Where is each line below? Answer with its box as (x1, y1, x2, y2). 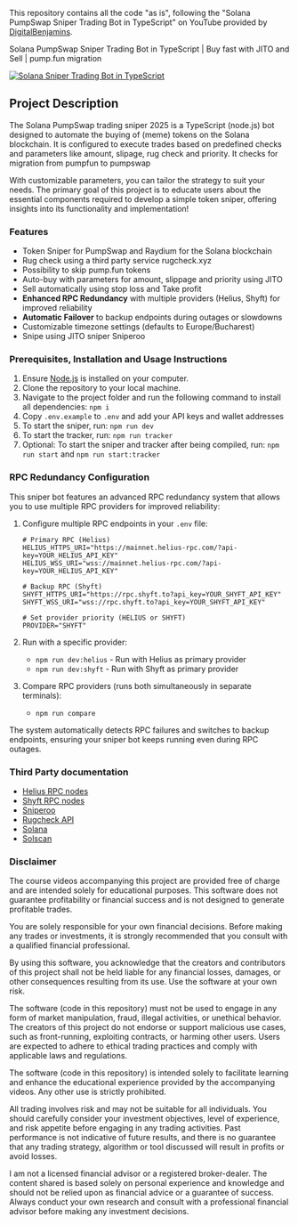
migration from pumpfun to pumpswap (9, 158, 151, 168)
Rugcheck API (21, 815, 75, 824)
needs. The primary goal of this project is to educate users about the (9, 184, 262, 195)
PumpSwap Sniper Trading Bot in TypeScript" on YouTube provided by (9, 17, 268, 28)
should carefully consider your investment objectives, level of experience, (9, 1113, 280, 1124)
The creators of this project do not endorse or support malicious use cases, (9, 1022, 286, 1033)
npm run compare (35, 709, 96, 718)
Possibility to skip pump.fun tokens (21, 264, 151, 275)
